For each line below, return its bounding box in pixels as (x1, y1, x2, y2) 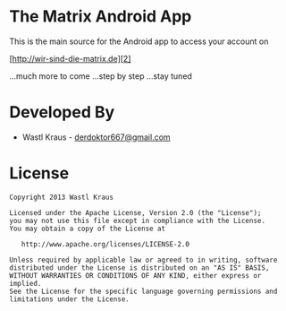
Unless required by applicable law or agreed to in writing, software (9, 255, 278, 264)
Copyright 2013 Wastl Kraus (9, 193, 114, 202)
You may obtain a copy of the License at (9, 224, 166, 233)
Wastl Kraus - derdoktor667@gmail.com (21, 132, 172, 143)
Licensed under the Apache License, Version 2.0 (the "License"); (9, 208, 262, 217)
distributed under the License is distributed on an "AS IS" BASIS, (9, 263, 270, 272)
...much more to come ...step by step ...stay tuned (9, 70, 192, 82)
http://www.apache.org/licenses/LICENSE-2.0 (21, 239, 190, 248)
